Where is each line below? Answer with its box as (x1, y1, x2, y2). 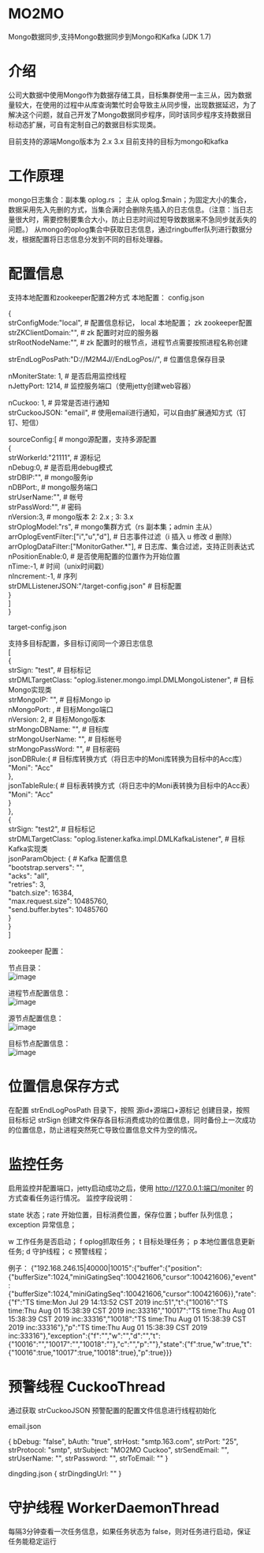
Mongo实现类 (8, 684, 53, 694)
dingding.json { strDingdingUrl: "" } (8, 1468, 122, 1478)
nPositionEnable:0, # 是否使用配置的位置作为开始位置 (8, 551, 180, 561)
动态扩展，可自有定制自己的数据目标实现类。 (14, 119, 160, 129)
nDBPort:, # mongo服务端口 (8, 482, 99, 492)
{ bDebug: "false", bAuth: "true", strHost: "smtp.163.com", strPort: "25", (8, 1436, 239, 1446)
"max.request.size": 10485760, (8, 896, 109, 906)
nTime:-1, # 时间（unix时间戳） (8, 561, 109, 571)
